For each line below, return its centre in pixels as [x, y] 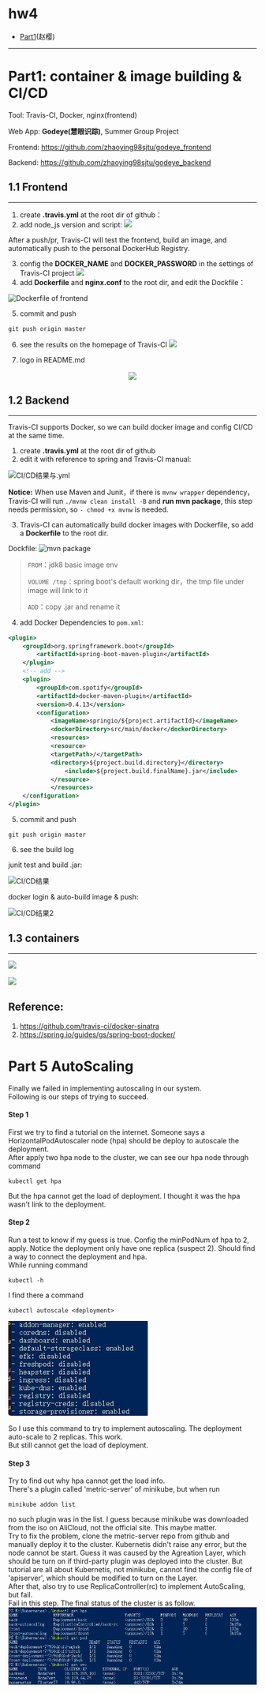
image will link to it [58, 590]
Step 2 [19, 1222]
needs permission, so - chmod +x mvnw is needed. [88, 509]
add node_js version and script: [71, 224]
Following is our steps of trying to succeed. [78, 1096]
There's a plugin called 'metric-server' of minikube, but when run [114, 1489]
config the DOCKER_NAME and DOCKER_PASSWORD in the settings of [136, 263]
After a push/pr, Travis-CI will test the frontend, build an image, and [118, 240]
